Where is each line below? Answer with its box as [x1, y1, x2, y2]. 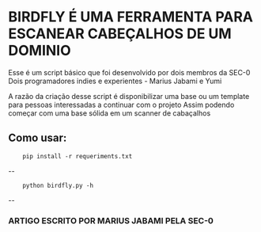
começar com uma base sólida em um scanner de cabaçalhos [8, 108, 211, 118]
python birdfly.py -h [22, 181, 93, 189]
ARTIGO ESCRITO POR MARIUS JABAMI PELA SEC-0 [8, 215, 214, 226]
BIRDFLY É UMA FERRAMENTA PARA [8, 8, 253, 26]
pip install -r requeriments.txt [22, 152, 133, 160]
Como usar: [8, 131, 67, 145]
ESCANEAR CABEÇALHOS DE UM [8, 25, 232, 43]
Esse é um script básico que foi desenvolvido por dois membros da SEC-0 [8, 67, 251, 77]
